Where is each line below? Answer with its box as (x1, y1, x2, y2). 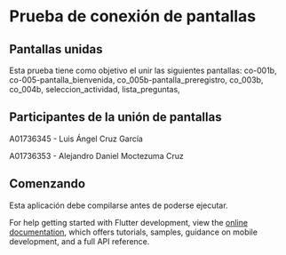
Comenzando (9, 176, 86, 192)
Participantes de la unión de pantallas (9, 109, 222, 125)
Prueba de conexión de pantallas (9, 6, 257, 27)
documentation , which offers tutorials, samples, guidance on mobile (9, 227, 258, 237)
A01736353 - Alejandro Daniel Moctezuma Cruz (9, 150, 184, 161)
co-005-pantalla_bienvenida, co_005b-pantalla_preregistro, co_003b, (9, 75, 264, 85)
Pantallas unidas (9, 42, 103, 57)
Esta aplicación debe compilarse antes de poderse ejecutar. (9, 200, 228, 211)
